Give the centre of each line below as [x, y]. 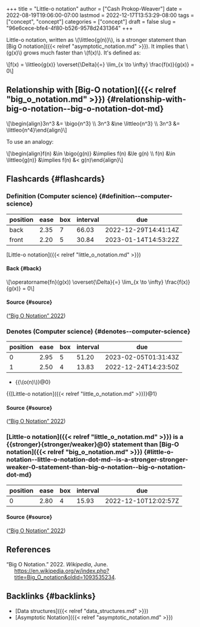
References [28, 550]
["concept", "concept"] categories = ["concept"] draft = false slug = [91, 22]
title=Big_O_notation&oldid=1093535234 [65, 577]
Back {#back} [24, 269]
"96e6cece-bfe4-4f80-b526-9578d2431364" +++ [70, 28]
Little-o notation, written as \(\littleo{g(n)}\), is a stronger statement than [96, 40]
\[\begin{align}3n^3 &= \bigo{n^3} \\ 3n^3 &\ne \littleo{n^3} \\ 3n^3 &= [93, 123]
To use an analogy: [30, 141]
